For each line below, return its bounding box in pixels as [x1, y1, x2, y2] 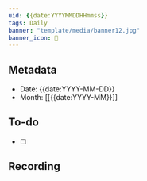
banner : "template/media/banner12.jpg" [8, 26, 141, 34]
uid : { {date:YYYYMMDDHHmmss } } [8, 11, 109, 20]
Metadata [8, 63, 57, 76]
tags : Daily [8, 19, 48, 27]
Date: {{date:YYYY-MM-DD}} [19, 84, 115, 94]
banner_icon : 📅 [8, 33, 59, 42]
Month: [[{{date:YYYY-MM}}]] [19, 93, 118, 102]
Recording [8, 160, 61, 173]
